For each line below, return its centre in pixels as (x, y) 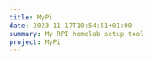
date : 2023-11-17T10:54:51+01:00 (71, 26)
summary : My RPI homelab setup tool (76, 34)
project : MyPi (35, 42)
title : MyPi (31, 17)
